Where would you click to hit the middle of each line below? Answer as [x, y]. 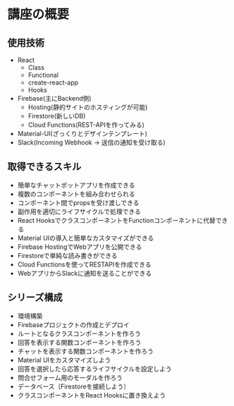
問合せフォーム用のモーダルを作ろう [70, 377]
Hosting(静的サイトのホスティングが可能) [88, 107]
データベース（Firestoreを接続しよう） [74, 386]
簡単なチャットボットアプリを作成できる [76, 185]
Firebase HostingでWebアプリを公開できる [80, 247]
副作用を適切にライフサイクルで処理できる [79, 211]
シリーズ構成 [35, 298]
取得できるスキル [44, 167]
